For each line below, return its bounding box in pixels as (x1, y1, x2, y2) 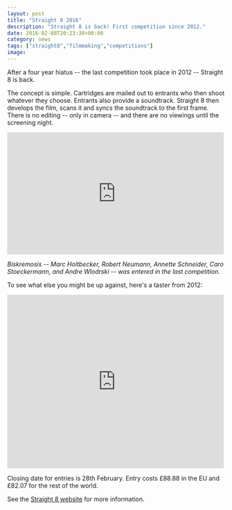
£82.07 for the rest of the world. (7, 481, 98, 490)
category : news (7, 36, 51, 43)
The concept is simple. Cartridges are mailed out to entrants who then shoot (7, 88, 225, 97)
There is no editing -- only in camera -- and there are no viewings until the (7, 110, 220, 119)
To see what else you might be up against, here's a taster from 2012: (7, 281, 203, 289)
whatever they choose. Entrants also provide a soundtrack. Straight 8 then (7, 96, 220, 104)
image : (7, 49, 26, 56)
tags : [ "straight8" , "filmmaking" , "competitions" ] (7, 42, 154, 49)
